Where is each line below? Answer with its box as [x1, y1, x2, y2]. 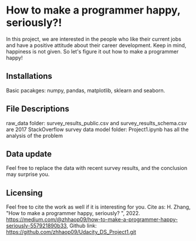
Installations [6, 71, 53, 81]
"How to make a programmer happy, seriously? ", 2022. [6, 210, 141, 217]
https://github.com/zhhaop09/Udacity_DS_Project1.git [6, 229, 137, 236]
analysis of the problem [6, 132, 63, 139]
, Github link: [66, 222, 97, 229]
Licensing [6, 188, 43, 198]
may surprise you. [6, 171, 50, 178]
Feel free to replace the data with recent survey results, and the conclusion [6, 165, 188, 172]
